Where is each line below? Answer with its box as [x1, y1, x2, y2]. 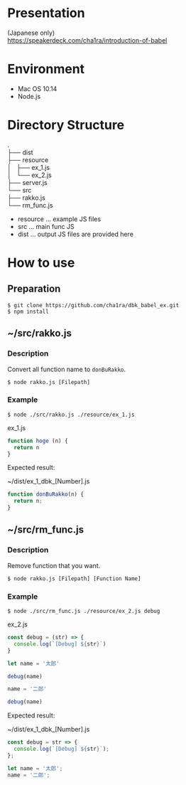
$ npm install [7, 308, 50, 315]
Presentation [7, 5, 85, 21]
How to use [7, 255, 75, 271]
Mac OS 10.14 [17, 84, 58, 93]
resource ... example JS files [17, 215, 102, 223]
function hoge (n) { [7, 437, 69, 444]
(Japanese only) [7, 28, 55, 37]
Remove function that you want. [7, 561, 101, 570]
